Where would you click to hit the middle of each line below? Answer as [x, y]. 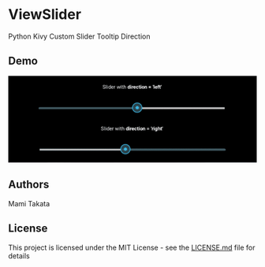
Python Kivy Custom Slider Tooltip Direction [79, 36]
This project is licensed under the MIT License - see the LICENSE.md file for [132, 247]
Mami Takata [29, 203]
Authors [29, 185]
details [19, 256]
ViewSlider [45, 15]
